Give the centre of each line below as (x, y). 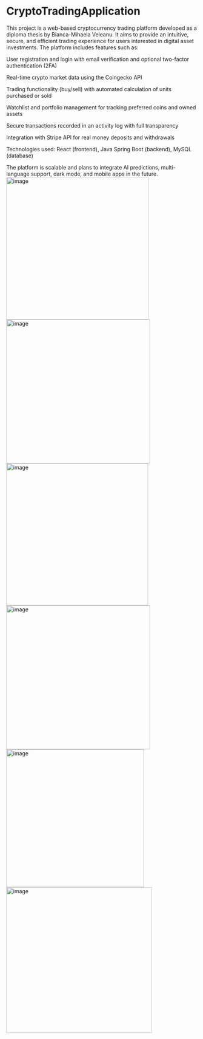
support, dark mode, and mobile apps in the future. (95, 174)
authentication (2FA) (32, 66)
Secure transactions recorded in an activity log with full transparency (92, 125)
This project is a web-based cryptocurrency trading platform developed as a (101, 28)
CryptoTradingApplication (73, 11)
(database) (20, 156)
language (18, 174)
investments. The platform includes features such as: (72, 47)
